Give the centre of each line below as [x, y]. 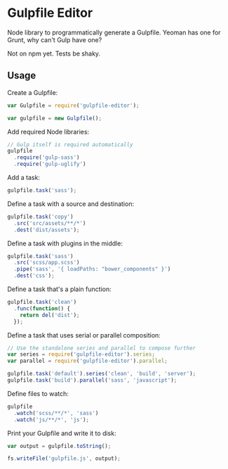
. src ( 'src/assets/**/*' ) [50, 223]
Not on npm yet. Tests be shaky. [54, 53]
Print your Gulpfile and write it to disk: [62, 433]
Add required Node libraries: [48, 131]
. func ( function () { [42, 308]
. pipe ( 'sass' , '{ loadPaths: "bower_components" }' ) [92, 269]
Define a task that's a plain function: [59, 289]
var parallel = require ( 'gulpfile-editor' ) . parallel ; [88, 361]
